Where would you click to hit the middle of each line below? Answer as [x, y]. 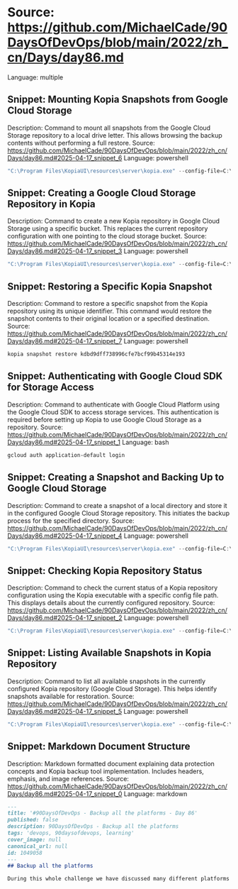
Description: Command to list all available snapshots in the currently [107, 681]
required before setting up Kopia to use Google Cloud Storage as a [104, 419]
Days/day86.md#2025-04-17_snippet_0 [65, 794]
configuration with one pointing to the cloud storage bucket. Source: [107, 236]
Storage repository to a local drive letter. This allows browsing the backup [115, 135]
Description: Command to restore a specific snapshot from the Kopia [108, 304]
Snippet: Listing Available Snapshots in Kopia [109, 653]
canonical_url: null [38, 846]
